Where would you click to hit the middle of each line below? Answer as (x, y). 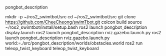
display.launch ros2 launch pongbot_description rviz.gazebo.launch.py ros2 (83, 32)
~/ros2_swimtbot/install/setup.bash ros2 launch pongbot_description (76, 27)
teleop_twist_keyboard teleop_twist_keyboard (52, 48)
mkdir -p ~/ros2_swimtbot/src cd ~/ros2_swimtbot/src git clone (70, 17)
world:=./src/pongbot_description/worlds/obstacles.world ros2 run (74, 43)
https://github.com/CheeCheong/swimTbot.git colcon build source (74, 22)
